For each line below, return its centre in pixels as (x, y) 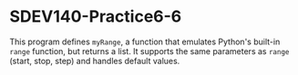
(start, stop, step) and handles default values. (95, 61)
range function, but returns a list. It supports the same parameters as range (149, 51)
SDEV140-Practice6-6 (96, 17)
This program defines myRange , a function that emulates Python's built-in (145, 42)
